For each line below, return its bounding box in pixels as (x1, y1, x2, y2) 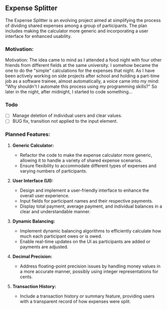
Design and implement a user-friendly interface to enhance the (19, 187, 150, 193)
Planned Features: (5, 131, 51, 138)
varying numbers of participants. (19, 168, 87, 174)
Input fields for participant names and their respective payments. (19, 198, 154, 204)
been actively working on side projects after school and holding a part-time (5, 73, 160, 79)
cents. (19, 274, 33, 280)
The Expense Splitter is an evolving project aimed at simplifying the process (5, 17, 161, 23)
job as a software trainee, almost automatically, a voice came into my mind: (5, 78, 160, 84)
